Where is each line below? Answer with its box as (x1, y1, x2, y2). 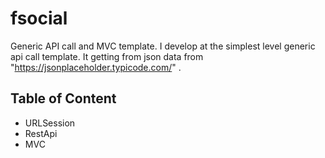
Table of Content (10, 90, 117, 107)
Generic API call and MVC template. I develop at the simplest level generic (10, 40, 316, 52)
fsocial (10, 7, 68, 30)
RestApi (24, 127, 58, 139)
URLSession (24, 117, 76, 129)
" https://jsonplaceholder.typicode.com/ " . (10, 61, 182, 73)
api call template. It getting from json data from (10, 50, 204, 62)
